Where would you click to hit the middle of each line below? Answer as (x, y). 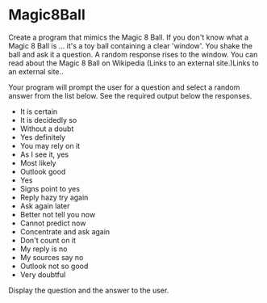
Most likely (38, 162)
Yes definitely (43, 137)
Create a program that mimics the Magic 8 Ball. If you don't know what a (128, 37)
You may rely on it (50, 145)
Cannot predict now (53, 223)
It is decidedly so (48, 120)
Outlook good (43, 171)
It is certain (39, 112)
